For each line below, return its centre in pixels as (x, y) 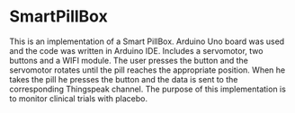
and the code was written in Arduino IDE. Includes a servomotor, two (136, 50)
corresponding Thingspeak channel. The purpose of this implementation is (147, 89)
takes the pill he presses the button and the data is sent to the (124, 79)
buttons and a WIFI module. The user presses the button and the (129, 60)
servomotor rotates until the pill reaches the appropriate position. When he (147, 70)
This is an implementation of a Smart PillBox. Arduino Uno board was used (147, 41)
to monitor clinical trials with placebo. (79, 98)
